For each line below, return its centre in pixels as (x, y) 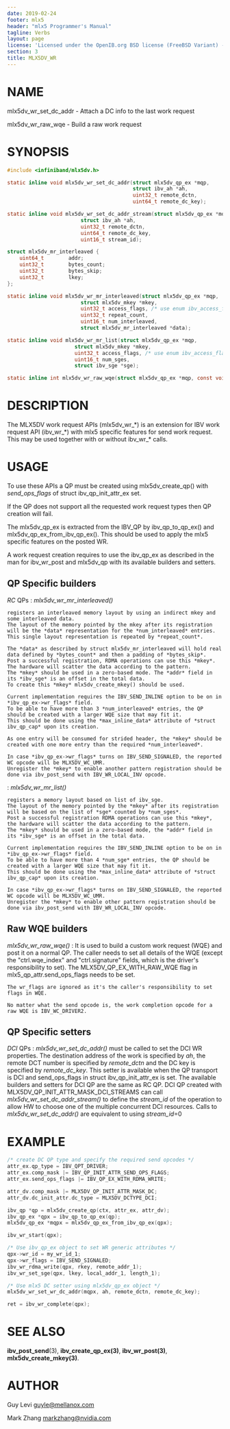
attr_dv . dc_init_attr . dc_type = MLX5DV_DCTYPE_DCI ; (82, 1198)
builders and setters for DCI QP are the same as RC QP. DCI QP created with (115, 1085)
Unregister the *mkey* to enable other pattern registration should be (111, 902)
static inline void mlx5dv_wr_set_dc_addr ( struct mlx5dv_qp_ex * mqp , (108, 182)
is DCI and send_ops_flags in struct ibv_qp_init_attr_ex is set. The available (112, 1077)
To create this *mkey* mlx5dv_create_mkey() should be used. (96, 685)
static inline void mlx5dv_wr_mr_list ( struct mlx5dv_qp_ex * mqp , (102, 340)
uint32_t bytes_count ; (63, 265)
